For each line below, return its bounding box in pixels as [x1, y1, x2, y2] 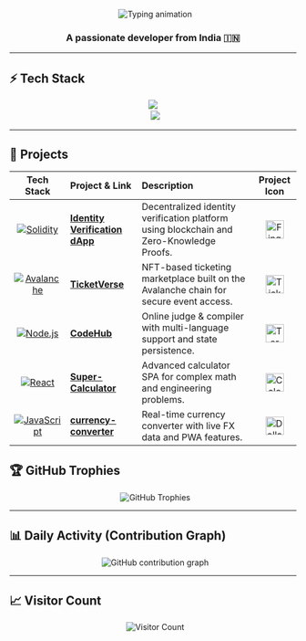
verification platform [141, 211, 229, 224]
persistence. [141, 343, 195, 356]
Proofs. [141, 246, 173, 258]
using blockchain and [141, 223, 233, 236]
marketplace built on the [141, 272, 246, 285]
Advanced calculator [141, 359, 230, 372]
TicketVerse [69, 278, 125, 290]
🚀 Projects [9, 146, 69, 162]
